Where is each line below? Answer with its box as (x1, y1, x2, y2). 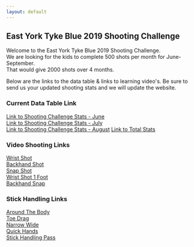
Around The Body (6, 209, 50, 216)
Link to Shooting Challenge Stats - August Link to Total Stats (6, 126, 156, 133)
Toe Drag (6, 215, 29, 222)
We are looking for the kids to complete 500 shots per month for (6, 53, 165, 61)
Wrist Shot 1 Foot (6, 174, 48, 181)
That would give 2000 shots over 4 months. (6, 66, 115, 73)
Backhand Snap (6, 180, 46, 187)
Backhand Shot (6, 160, 44, 168)
